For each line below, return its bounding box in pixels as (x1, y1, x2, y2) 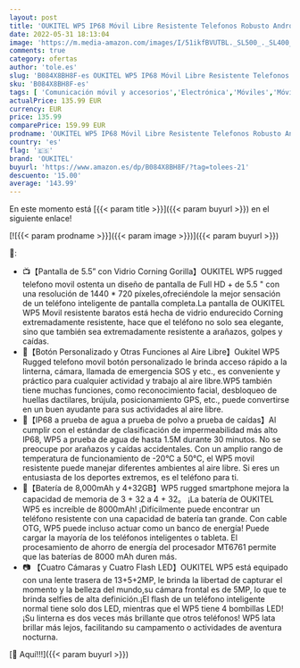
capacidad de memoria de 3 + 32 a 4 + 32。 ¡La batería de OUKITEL (21, 494, 274, 505)
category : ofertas (9, 54, 78, 63)
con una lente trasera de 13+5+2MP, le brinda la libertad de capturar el (21, 575, 283, 586)
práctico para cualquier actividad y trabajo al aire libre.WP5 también (21, 376, 272, 387)
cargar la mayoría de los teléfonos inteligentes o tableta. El (21, 532, 238, 543)
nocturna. (21, 631, 58, 643)
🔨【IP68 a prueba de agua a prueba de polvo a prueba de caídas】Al (21, 414, 277, 425)
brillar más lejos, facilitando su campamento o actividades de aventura (21, 622, 283, 633)
